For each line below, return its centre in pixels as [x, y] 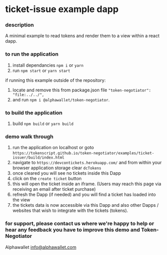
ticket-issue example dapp [62, 9]
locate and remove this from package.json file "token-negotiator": [82, 90]
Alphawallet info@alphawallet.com [41, 247]
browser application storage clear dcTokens [57, 168]
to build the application [34, 112]
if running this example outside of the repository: [56, 80]
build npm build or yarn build [43, 123]
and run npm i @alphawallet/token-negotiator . [61, 99]
